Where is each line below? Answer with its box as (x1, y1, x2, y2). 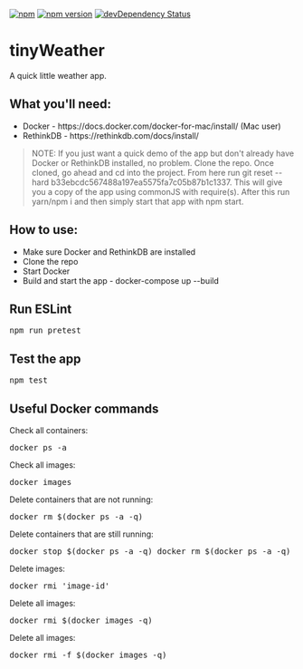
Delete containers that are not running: (9, 494, 154, 505)
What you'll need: (9, 96, 111, 112)
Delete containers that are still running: (9, 528, 154, 539)
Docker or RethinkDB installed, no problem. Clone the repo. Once (31, 157, 274, 168)
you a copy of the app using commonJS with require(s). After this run (31, 186, 290, 197)
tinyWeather (9, 41, 106, 61)
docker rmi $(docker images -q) (9, 616, 153, 625)
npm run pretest (9, 325, 81, 335)
